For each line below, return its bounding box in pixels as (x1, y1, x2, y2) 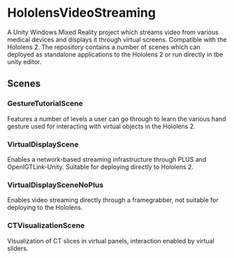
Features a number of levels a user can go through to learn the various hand (7, 114, 226, 123)
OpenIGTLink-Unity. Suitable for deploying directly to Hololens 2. (7, 162, 194, 171)
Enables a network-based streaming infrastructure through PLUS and (7, 155, 207, 163)
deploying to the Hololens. (7, 204, 83, 212)
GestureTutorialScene (7, 99, 83, 109)
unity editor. (7, 57, 42, 66)
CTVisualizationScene (7, 221, 85, 231)
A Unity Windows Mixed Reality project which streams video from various (7, 28, 219, 36)
